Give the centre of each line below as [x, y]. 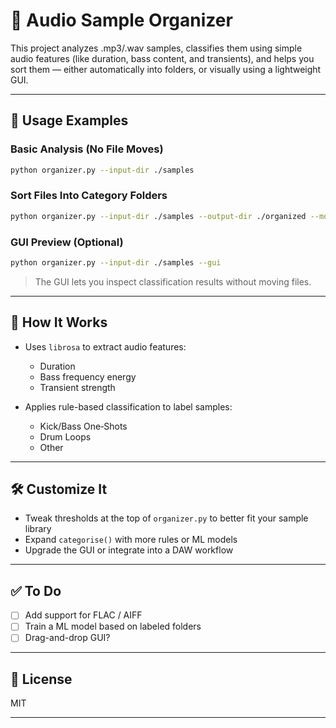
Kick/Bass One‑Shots [83, 426]
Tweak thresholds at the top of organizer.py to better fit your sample [166, 518]
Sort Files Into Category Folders [89, 196]
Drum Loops [65, 436]
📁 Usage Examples [69, 120]
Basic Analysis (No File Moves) [87, 149]
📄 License [41, 679]
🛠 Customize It [59, 489]
